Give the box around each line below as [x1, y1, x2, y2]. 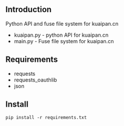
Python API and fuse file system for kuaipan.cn [5, 20, 119, 27]
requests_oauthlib [13, 76, 57, 83]
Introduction [5, 5, 52, 15]
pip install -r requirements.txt [5, 115, 87, 121]
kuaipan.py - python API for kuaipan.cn [13, 32, 109, 38]
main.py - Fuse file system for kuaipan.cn [13, 37, 114, 44]
